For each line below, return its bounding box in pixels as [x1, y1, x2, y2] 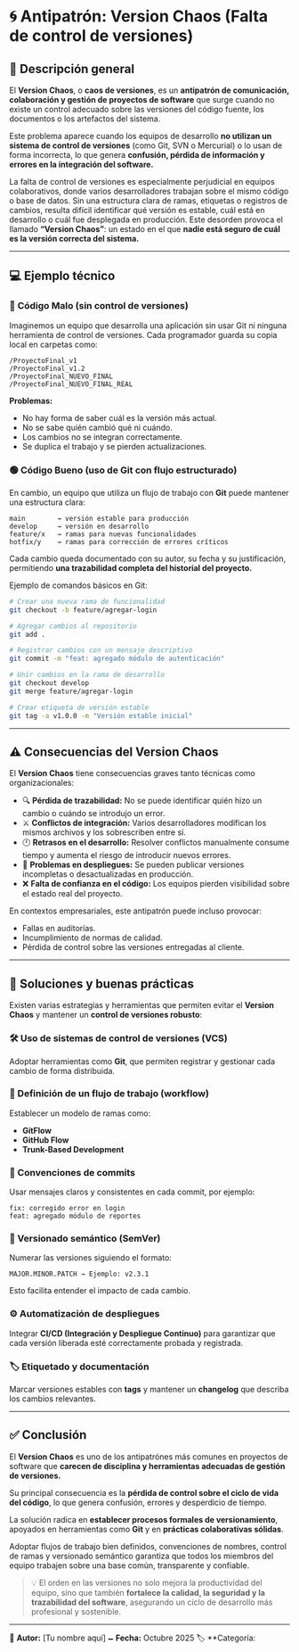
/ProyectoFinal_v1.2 [9, 364, 86, 373]
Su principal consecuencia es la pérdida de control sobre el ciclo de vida [9, 1487, 279, 1498]
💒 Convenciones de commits [9, 1166, 136, 1178]
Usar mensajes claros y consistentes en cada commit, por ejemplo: [9, 1186, 255, 1197]
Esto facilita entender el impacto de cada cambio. [9, 1285, 191, 1296]
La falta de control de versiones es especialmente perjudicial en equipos [9, 177, 276, 186]
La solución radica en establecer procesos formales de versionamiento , [9, 1514, 279, 1524]
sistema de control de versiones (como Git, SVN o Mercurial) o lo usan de [9, 140, 283, 151]
